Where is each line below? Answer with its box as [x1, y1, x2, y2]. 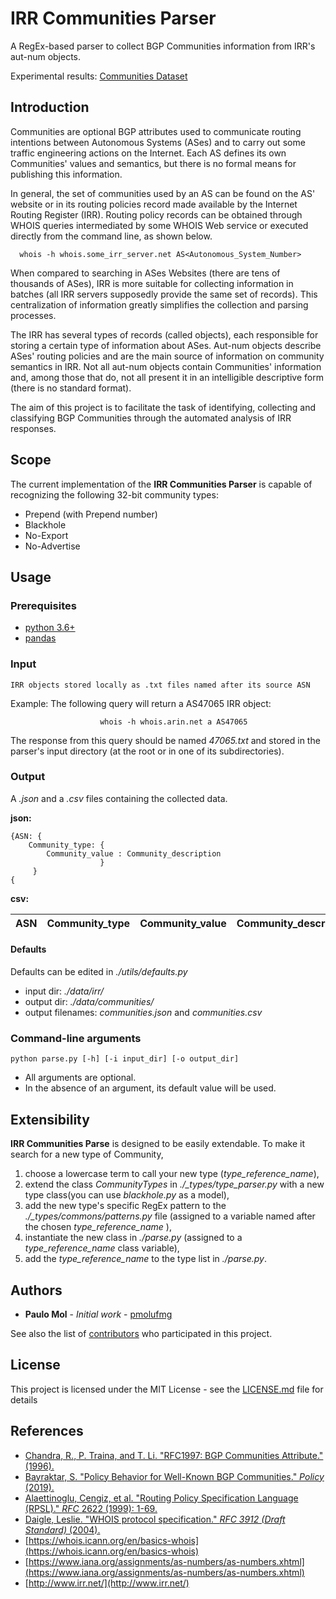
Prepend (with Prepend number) [24, 508, 158, 520]
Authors [10, 1282, 63, 1299]
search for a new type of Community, [10, 1148, 164, 1161]
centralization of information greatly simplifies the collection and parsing [10, 298, 309, 311]
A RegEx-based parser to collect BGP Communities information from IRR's [10, 40, 316, 52]
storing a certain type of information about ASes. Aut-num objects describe [10, 339, 322, 351]
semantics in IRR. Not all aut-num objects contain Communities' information [10, 360, 322, 372]
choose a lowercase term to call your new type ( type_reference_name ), [24, 1168, 320, 1180]
